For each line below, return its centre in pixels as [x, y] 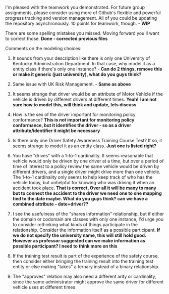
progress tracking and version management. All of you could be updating [81, 18]
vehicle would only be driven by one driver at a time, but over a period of [88, 161]
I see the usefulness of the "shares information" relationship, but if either [88, 214]
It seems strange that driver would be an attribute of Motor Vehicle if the [88, 94]
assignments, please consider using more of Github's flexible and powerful [83, 13]
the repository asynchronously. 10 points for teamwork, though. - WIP [78, 23]
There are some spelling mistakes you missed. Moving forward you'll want [82, 33]
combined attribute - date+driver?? [50, 204]
